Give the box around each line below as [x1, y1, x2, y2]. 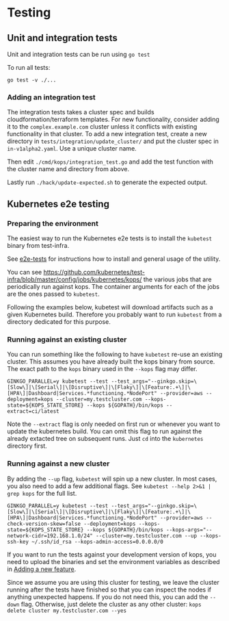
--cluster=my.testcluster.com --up [95, 532, 197, 539]
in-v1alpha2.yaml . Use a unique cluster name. [7, 144, 137, 153]
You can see [7, 268, 42, 276]
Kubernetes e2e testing [7, 198, 109, 210]
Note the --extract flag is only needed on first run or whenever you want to [7, 420, 221, 429]
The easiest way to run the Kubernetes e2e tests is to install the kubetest [7, 234, 213, 242]
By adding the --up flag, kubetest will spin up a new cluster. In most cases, [7, 474, 217, 483]
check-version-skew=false [7, 520, 81, 527]
